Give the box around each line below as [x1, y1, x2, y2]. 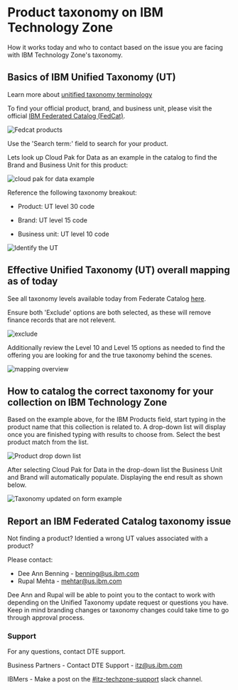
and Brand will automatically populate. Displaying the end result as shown [7, 473, 223, 482]
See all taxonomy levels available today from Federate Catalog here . [7, 294, 206, 303]
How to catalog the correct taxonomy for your [7, 385, 214, 397]
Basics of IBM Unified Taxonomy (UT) [7, 71, 176, 83]
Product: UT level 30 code [17, 202, 94, 210]
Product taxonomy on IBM [7, 4, 163, 21]
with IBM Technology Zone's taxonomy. [7, 51, 123, 59]
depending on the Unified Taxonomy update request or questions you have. [7, 598, 229, 607]
